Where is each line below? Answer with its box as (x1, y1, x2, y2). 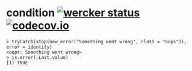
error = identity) (6, 44, 52, 50)
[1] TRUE (6, 60, 28, 66)
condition (6, 6, 55, 20)
